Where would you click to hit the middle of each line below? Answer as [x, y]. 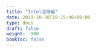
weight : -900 [23, 34]
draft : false [23, 28]
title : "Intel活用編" [32, 12]
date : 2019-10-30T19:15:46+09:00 [48, 17]
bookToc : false [25, 39]
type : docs [20, 23]
